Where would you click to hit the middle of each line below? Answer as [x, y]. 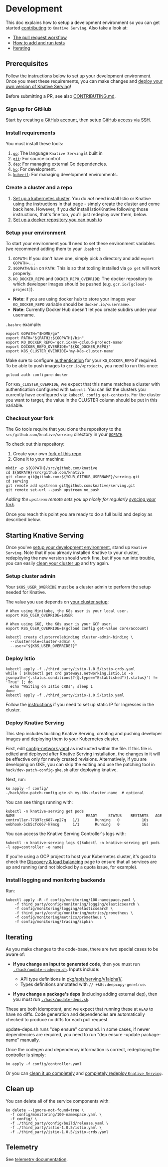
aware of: [15, 954]
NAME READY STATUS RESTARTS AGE [84, 816]
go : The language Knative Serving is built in [58, 153]
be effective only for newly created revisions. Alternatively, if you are [76, 759]
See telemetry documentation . [37, 1159]
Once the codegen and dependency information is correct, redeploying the [83, 1050]
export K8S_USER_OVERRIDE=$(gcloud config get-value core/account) [77, 629]
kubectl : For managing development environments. [65, 175]
